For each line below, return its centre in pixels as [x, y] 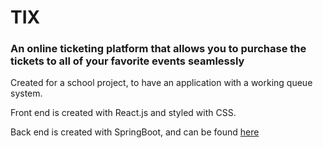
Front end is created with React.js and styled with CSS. [123, 113]
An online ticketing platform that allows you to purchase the [158, 49]
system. [26, 93]
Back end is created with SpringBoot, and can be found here [135, 132]
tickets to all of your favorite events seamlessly [127, 61]
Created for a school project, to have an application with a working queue [161, 83]
